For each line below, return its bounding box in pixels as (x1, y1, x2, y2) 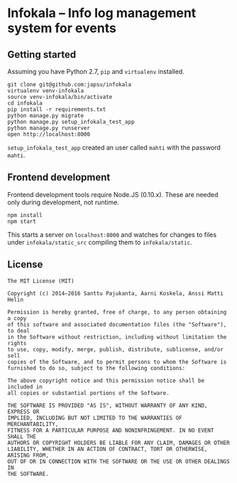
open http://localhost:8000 (7, 131, 91, 138)
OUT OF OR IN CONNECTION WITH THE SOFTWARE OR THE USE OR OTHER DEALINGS (7, 457, 231, 465)
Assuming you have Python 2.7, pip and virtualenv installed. (7, 68, 184, 75)
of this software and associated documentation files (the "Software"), (7, 321, 227, 328)
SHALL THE (7, 432, 37, 440)
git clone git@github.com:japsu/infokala (7, 81, 132, 88)
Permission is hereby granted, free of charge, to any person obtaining (7, 308, 227, 316)
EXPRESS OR (7, 408, 40, 415)
